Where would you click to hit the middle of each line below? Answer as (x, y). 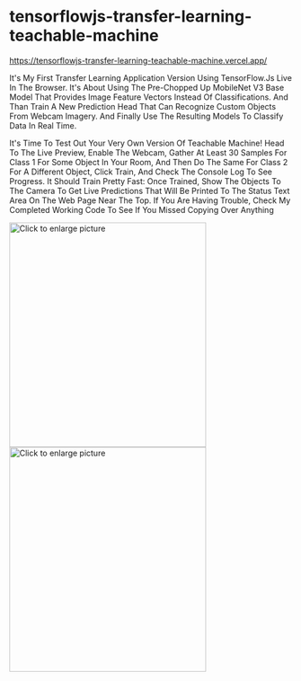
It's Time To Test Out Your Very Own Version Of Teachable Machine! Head (147, 143)
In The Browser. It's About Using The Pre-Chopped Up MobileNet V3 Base (147, 87)
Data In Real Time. (43, 125)
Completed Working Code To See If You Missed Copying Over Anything (142, 209)
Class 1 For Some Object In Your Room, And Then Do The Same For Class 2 (149, 162)
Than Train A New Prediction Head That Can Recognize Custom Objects (143, 106)
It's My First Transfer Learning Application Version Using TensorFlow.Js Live (150, 77)
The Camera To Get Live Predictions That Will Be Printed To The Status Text (150, 190)
